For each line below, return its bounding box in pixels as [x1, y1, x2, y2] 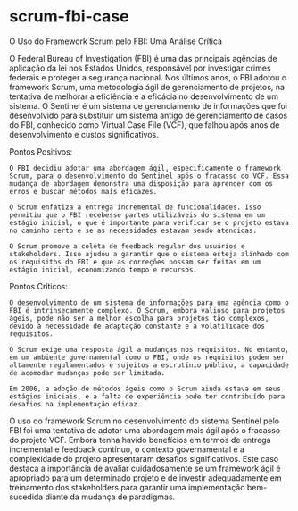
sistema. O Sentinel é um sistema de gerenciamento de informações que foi [9, 100, 288, 111]
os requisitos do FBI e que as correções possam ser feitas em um [9, 257, 261, 266]
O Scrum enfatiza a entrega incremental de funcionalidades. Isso [9, 203, 261, 212]
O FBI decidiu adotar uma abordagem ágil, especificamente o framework [9, 163, 281, 172]
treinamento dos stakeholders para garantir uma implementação [9, 482, 245, 492]
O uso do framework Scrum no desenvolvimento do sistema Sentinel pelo [9, 415, 280, 426]
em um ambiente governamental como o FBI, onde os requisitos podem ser [9, 353, 286, 362]
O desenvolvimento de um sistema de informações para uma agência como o [9, 297, 290, 307]
